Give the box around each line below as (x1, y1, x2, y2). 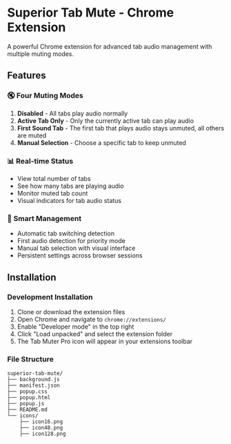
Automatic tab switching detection (17, 229, 115, 238)
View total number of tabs (17, 174, 91, 182)
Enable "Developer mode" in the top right (17, 322, 134, 331)
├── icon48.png (19, 425, 63, 432)
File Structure (7, 354, 54, 364)
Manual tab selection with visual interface (17, 244, 136, 253)
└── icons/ (7, 412, 39, 419)
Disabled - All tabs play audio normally (17, 109, 128, 117)
